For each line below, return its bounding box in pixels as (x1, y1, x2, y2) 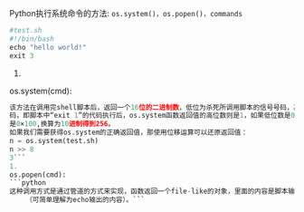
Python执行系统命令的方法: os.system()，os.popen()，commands (9, 8, 242, 18)
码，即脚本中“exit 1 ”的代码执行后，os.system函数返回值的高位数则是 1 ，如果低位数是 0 (9, 111, 296, 120)
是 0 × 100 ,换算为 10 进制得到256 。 (9, 120, 115, 129)
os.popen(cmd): (9, 170, 67, 179)
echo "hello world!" (9, 43, 88, 52)
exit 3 (9, 51, 34, 61)
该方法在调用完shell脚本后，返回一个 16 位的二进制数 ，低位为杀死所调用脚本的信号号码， (9, 102, 294, 111)
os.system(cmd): (9, 85, 72, 96)
